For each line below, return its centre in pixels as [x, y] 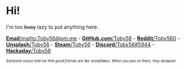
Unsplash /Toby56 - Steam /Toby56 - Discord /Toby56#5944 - [81, 44]
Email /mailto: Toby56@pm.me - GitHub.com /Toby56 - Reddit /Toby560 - [93, 38]
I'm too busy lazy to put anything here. [53, 27]
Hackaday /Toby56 [29, 50]
